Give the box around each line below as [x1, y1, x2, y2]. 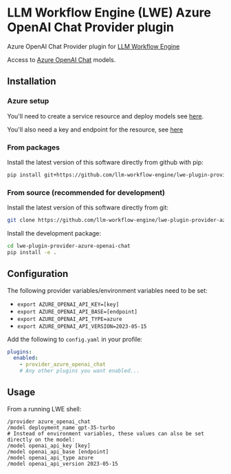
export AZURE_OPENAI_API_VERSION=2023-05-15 [16, 322, 147, 330]
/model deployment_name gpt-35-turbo [7, 424, 115, 431]
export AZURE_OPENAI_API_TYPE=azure [16, 316, 122, 322]
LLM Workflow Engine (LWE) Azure [7, 5, 212, 21]
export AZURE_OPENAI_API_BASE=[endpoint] [16, 308, 137, 315]
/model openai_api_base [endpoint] [7, 448, 109, 455]
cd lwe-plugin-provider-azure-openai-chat [7, 243, 131, 249]
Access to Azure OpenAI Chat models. [7, 55, 116, 63]
